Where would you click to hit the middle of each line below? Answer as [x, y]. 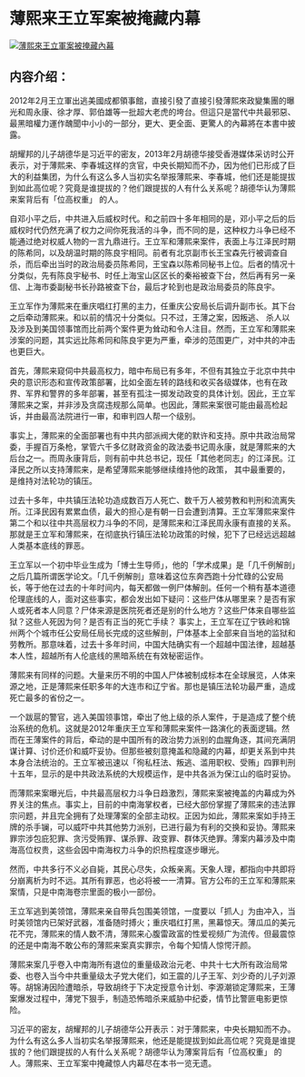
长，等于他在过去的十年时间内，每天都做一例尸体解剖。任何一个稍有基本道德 [152, 588]
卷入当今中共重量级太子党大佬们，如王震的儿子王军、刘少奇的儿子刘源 [164, 975]
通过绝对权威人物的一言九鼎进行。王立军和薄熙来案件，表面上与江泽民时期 [156, 241]
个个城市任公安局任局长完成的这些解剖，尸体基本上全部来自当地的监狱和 [160, 633]
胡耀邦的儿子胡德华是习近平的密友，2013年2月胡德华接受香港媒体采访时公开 [152, 153]
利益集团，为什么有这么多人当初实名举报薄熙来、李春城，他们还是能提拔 [160, 176]
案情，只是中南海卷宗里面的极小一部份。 [85, 892]
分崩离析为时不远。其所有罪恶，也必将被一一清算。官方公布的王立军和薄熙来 [152, 880]
